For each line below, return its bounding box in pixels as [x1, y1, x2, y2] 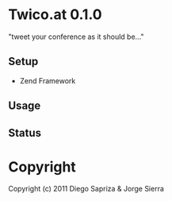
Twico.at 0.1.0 [8, 6, 102, 24]
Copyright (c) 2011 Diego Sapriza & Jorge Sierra [8, 184, 165, 194]
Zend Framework [19, 75, 76, 85]
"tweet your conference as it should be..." [8, 32, 144, 41]
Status [8, 126, 42, 140]
